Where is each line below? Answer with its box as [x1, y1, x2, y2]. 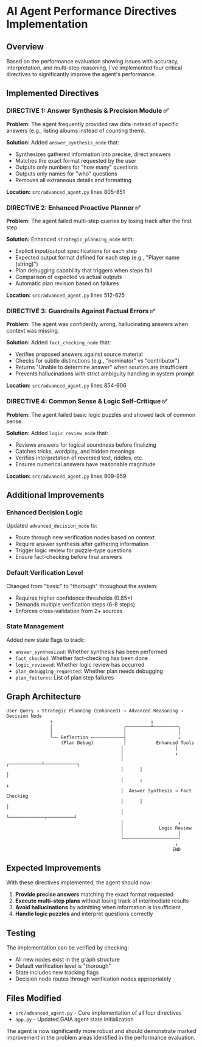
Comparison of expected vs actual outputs [15, 273, 122, 280]
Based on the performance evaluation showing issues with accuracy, [6, 58, 179, 65]
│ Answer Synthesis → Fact [120, 787, 192, 793]
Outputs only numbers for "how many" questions [15, 163, 138, 171]
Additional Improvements [6, 489, 105, 500]
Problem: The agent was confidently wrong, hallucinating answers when [6, 321, 189, 328]
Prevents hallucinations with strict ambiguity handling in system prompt [15, 370, 195, 377]
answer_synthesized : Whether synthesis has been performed [15, 648, 167, 655]
